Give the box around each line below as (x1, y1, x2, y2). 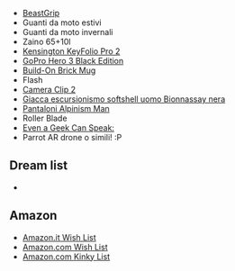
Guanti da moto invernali (22, 27, 113, 37)
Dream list (9, 158, 68, 174)
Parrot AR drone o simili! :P (22, 132, 122, 142)
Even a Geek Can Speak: (22, 122, 115, 133)
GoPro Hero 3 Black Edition (22, 56, 124, 66)
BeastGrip (22, 8, 60, 18)
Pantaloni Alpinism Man (22, 104, 110, 113)
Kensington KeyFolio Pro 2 (22, 46, 121, 57)
